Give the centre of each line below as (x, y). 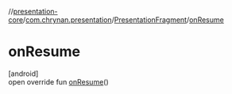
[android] (23, 73)
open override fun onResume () (58, 81)
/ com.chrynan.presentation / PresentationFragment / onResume (123, 20)
